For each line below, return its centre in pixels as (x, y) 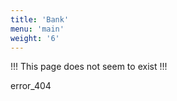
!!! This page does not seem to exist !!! (89, 67)
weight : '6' (35, 38)
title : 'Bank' (40, 19)
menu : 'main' (37, 29)
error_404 (31, 86)
